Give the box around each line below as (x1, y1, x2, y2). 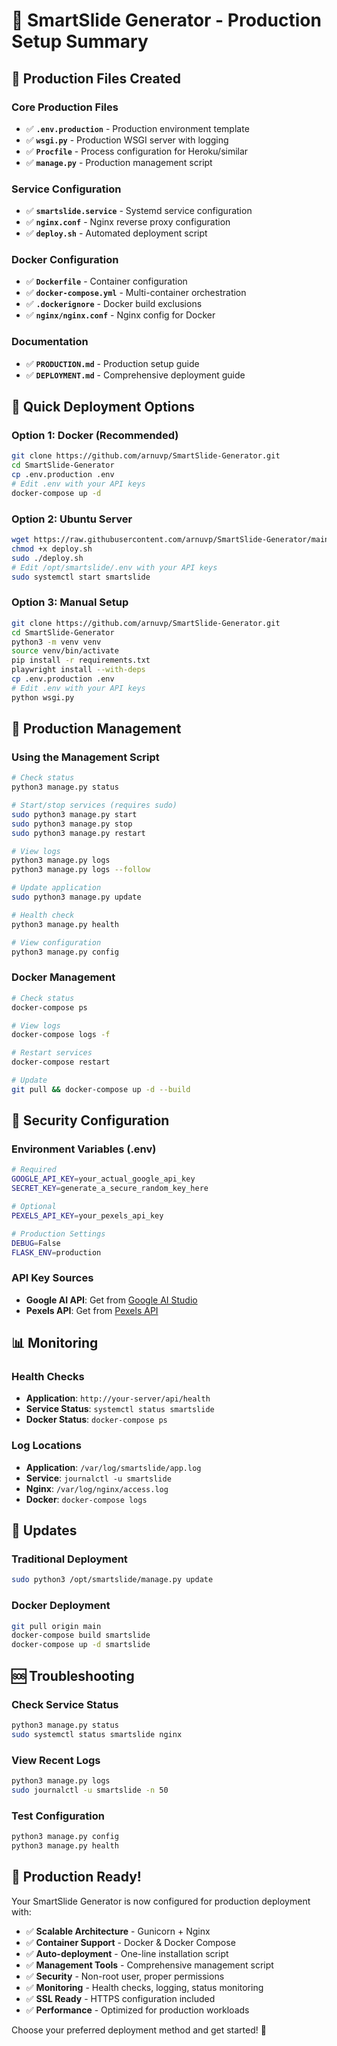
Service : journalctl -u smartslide (25, 1472, 172, 1484)
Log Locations (11, 1439, 82, 1453)
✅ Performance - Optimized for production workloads (25, 2004, 250, 2016)
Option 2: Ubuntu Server (11, 512, 133, 526)
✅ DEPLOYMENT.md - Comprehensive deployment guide (25, 369, 246, 381)
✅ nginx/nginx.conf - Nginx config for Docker (25, 309, 216, 321)
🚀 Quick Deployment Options (11, 399, 196, 416)
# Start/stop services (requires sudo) (11, 800, 178, 811)
